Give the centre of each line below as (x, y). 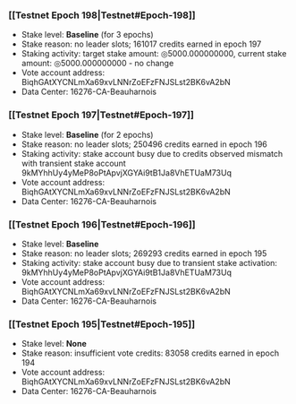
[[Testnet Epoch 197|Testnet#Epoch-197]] (101, 115)
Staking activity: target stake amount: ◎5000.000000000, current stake (154, 54)
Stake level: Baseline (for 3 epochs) (87, 35)
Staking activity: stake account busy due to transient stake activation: (149, 262)
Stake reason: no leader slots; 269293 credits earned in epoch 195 (144, 253)
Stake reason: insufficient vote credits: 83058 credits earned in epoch (150, 353)
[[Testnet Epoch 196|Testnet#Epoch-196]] (102, 224)
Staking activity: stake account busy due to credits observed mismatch (152, 153)
